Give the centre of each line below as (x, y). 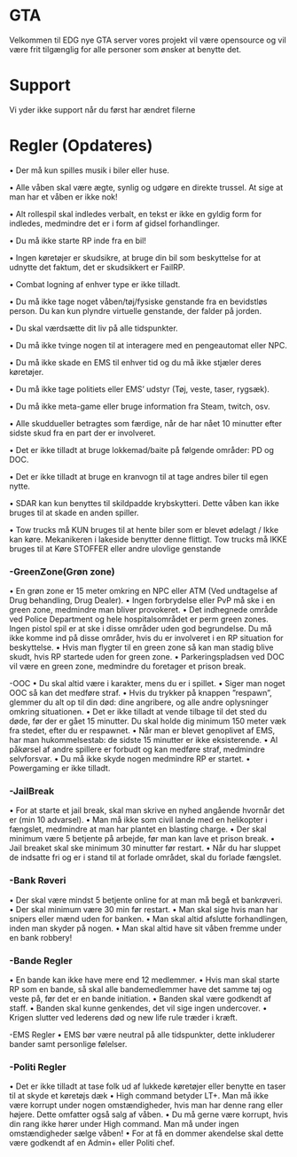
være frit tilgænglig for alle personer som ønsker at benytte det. (125, 49)
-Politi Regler (38, 1067)
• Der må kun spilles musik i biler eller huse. (90, 170)
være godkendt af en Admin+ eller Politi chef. (92, 1143)
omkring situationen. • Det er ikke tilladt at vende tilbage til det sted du (138, 712)
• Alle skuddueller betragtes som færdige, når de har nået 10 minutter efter (145, 423)
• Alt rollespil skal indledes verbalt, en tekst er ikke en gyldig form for (136, 214)
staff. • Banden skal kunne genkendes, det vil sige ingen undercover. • (138, 1008)
